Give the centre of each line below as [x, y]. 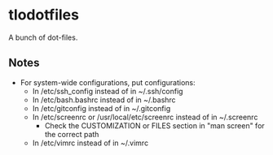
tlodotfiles [44, 15]
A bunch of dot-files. [43, 37]
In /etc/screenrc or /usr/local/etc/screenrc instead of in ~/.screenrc [145, 117]
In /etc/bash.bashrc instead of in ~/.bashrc [104, 100]
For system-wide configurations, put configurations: [108, 82]
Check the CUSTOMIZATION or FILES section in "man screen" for [154, 125]
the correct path [72, 134]
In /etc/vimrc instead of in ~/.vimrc [90, 143]
